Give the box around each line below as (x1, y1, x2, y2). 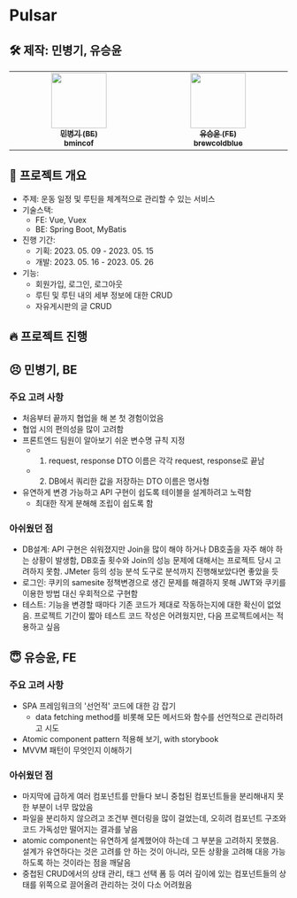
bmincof (64, 138, 95, 148)
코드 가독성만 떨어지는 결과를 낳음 (21, 824, 139, 835)
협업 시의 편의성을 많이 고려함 (21, 423, 124, 434)
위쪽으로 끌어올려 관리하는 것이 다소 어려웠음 (38, 879, 193, 890)
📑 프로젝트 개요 (9, 168, 87, 183)
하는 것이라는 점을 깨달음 (45, 857, 131, 868)
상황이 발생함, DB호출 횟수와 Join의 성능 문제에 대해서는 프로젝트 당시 (31, 555, 272, 566)
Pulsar (9, 5, 57, 26)
